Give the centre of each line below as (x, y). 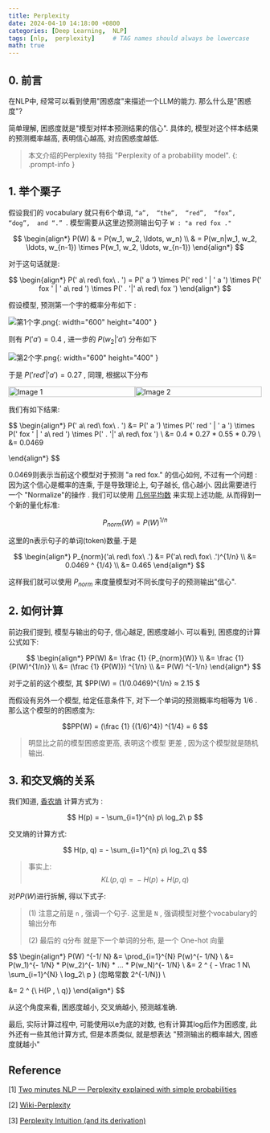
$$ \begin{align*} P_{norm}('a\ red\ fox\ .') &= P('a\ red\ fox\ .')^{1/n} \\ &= (135, 556)
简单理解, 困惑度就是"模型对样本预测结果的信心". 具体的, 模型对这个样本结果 (133, 128)
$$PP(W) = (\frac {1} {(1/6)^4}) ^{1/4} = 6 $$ (135, 726)
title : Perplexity (39, 16)
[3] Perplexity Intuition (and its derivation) (77, 1121)
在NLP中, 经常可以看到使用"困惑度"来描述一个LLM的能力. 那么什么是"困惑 (130, 100)
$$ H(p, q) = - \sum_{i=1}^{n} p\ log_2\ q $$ (135, 850)
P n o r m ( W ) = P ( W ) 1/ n (135, 522)
